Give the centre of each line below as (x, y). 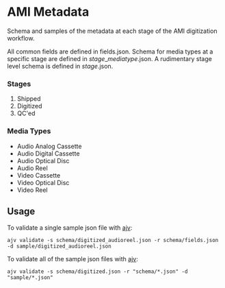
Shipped (29, 99)
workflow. (21, 38)
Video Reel (32, 190)
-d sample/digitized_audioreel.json (59, 247)
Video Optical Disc (43, 182)
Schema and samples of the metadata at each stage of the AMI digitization (112, 31)
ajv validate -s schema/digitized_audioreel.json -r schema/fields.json (113, 241)
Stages (19, 84)
